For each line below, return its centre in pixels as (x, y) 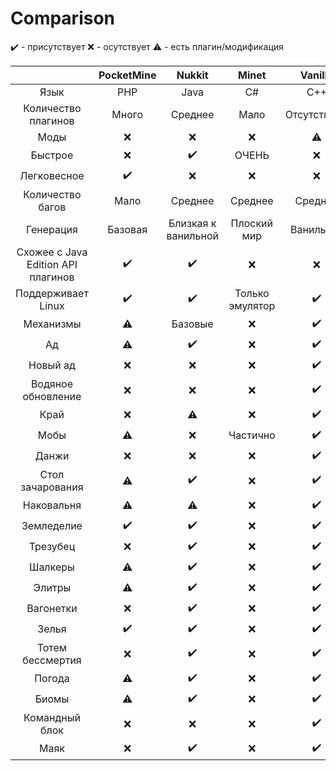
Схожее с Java (52, 252)
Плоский (251, 223)
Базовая (127, 229)
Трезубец (52, 547)
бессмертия (52, 660)
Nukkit (192, 75)
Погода (52, 679)
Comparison (63, 18)
